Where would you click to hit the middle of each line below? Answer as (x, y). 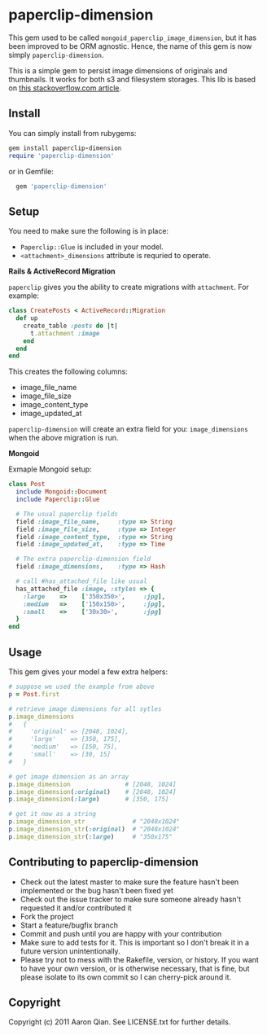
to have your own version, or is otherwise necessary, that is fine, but (135, 968)
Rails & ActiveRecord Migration (62, 271)
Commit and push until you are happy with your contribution (121, 933)
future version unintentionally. (70, 951)
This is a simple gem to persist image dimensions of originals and (118, 70)
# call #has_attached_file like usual (82, 581)
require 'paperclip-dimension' (61, 156)
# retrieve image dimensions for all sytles (85, 709)
